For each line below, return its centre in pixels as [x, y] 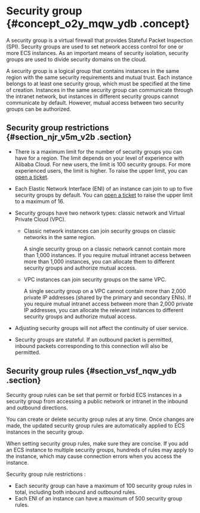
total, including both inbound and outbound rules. [76, 492]
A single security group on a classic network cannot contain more [105, 249]
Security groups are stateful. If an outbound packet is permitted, [94, 340]
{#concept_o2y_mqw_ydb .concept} [98, 24]
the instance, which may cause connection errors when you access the [94, 456]
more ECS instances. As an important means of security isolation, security [98, 53]
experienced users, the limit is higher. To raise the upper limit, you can [101, 170]
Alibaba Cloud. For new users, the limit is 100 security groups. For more [103, 164]
